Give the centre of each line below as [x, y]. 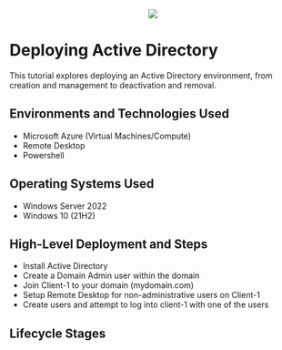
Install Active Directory [65, 266]
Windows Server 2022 [65, 206]
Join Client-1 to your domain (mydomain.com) [108, 285]
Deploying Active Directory [114, 51]
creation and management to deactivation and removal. [113, 85]
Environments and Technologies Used [120, 114]
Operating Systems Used [82, 184]
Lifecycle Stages [58, 333]
